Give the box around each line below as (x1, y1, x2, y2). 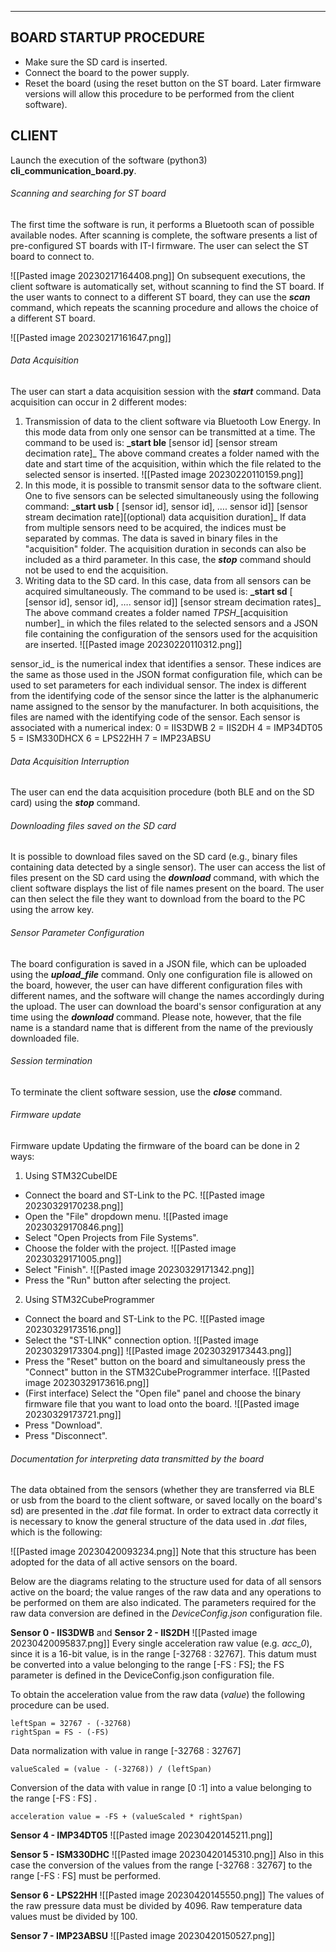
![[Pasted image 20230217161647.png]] (10, 331, 172, 343)
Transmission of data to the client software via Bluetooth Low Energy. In (24, 416, 322, 428)
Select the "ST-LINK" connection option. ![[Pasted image (24, 1334, 259, 1346)
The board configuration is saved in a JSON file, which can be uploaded (10, 957, 307, 970)
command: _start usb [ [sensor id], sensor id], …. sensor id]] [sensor (24, 501, 308, 513)
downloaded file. (10, 1032, 80, 1044)
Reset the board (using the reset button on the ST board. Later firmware (24, 77, 322, 89)
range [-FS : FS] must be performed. (10, 1870, 162, 1882)
